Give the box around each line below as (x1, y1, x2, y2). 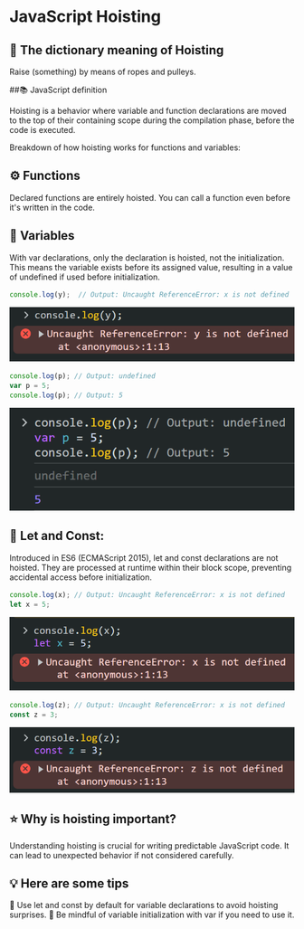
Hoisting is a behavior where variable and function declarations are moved (9, 106, 287, 116)
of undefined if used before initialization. (9, 271, 161, 282)
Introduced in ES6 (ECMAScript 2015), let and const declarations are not (9, 552, 279, 563)
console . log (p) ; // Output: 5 (9, 391, 124, 400)
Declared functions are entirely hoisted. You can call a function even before (9, 192, 291, 203)
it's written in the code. (9, 202, 95, 213)
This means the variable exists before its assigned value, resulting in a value (9, 261, 293, 272)
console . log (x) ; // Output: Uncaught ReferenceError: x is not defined (9, 590, 285, 599)
